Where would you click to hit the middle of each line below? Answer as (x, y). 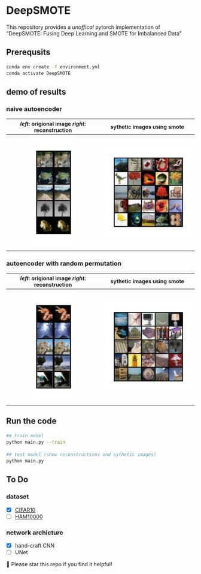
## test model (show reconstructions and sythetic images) (81, 455)
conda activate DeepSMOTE (38, 73)
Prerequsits (28, 52)
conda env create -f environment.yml (53, 67)
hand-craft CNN (35, 546)
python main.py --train (36, 442)
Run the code (31, 421)
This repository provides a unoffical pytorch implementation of (83, 27)
